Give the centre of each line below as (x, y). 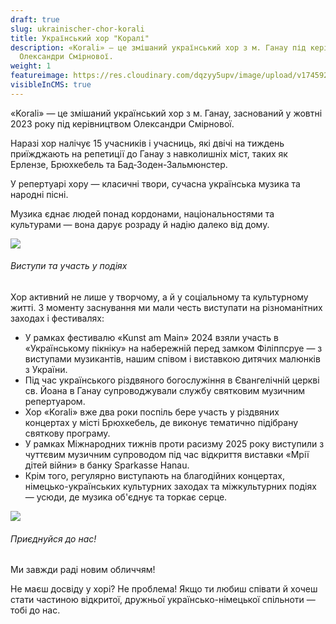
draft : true (35, 19)
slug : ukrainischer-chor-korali (77, 29)
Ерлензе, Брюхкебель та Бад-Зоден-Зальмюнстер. (119, 164)
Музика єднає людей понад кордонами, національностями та (142, 213)
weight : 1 (31, 66)
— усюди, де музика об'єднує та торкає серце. (126, 497)
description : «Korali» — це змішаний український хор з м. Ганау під (158, 47)
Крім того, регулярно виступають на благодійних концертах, (154, 475)
